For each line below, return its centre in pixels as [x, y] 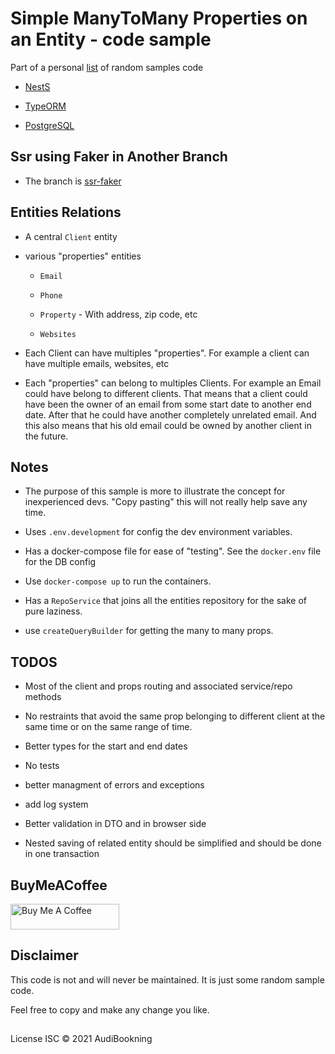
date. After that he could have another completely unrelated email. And [170, 414]
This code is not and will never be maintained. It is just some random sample [167, 979]
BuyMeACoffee [59, 885]
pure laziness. [53, 611]
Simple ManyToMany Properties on [159, 18]
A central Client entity [71, 236]
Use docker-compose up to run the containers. [118, 581]
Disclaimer [44, 955]
